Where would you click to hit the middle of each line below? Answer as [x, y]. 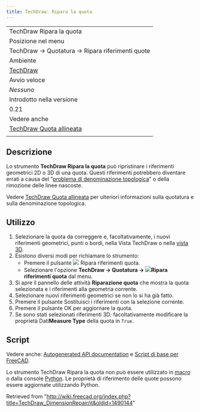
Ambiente [23, 60]
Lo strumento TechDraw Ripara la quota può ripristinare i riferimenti [90, 166]
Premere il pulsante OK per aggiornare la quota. [74, 308]
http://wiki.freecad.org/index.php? [89, 396]
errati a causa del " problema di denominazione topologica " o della [88, 179]
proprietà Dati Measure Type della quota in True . [74, 321]
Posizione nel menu [37, 41]
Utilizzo [21, 222]
